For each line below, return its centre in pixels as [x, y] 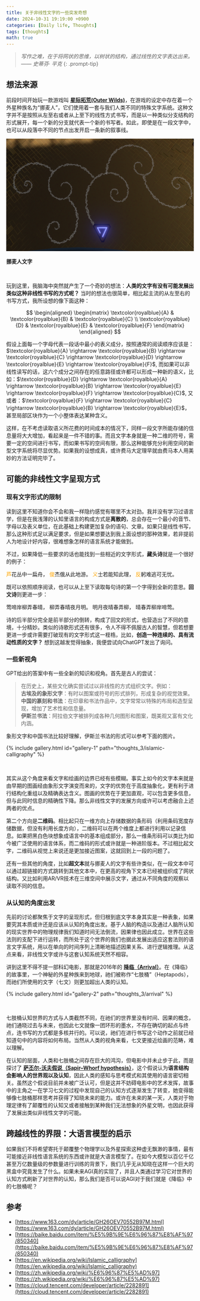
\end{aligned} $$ [100, 332]
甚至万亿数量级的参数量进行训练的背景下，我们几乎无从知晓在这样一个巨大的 [100, 1164]
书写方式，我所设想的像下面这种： [48, 301]
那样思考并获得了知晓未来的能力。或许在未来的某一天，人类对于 [110, 1098]
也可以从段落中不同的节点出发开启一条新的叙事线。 [69, 130]
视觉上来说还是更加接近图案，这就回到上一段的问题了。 [105, 851]
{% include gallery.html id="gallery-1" [52, 748]
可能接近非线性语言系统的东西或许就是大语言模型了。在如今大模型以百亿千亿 [100, 1156]
